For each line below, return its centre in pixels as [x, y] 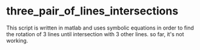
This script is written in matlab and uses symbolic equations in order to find [100, 28]
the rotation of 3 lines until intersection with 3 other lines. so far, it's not [95, 34]
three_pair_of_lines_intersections [92, 11]
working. [17, 40]
